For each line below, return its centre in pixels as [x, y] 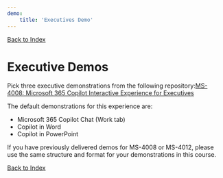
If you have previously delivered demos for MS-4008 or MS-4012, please [110, 147]
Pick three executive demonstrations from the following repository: [101, 86]
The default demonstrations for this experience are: [80, 106]
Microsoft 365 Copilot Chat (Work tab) [71, 120]
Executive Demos [58, 67]
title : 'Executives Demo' [57, 20]
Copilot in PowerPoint [48, 134]
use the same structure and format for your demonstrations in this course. [112, 155]
